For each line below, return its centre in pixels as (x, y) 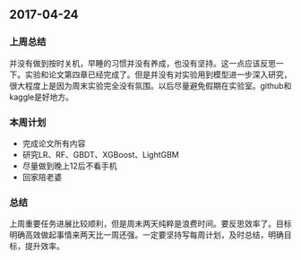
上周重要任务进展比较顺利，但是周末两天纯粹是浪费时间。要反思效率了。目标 (150, 224)
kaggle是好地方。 (42, 97)
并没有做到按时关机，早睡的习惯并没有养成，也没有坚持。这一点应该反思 (142, 63)
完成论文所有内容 (54, 143)
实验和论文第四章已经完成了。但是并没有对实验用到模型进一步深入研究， (158, 74)
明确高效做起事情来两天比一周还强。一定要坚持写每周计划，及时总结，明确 (146, 235)
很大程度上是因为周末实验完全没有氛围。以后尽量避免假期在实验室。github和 (150, 85)
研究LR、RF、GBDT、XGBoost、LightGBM (100, 154)
